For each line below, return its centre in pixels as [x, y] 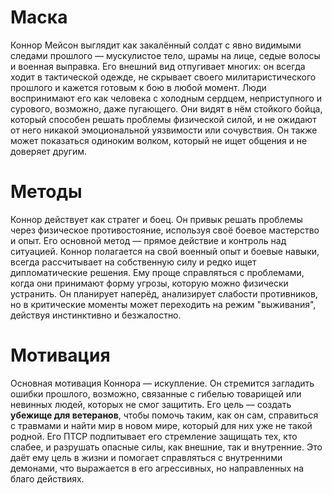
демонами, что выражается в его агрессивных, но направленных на [157, 468]
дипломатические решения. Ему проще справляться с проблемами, [157, 272]
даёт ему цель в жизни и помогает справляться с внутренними [146, 457]
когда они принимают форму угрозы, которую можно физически [149, 283]
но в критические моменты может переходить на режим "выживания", [163, 304]
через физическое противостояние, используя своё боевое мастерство [165, 230]
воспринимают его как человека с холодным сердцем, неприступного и [166, 98]
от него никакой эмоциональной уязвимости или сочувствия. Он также [164, 130]
